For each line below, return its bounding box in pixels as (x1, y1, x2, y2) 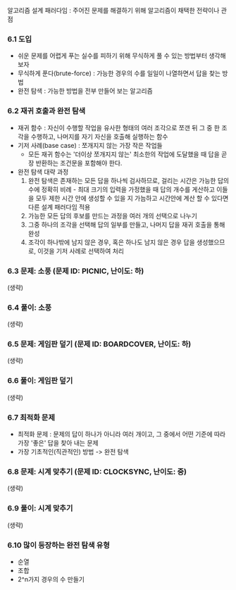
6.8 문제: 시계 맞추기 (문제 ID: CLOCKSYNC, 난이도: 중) (7, 467, 187, 477)
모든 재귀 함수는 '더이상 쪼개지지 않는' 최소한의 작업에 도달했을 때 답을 (27, 150, 220, 158)
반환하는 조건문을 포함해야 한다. (35, 158, 123, 167)
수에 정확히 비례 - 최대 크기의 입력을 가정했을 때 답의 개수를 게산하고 (27, 185, 215, 194)
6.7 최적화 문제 (7, 413, 55, 422)
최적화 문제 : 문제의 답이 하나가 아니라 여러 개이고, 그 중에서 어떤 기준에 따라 (17, 430, 226, 439)
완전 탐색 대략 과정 (17, 168, 69, 176)
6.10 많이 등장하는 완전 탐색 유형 (7, 540, 111, 550)
